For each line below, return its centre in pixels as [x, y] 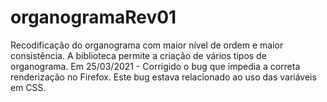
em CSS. [28, 87]
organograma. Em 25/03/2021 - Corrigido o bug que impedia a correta [155, 66]
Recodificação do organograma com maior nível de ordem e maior [147, 45]
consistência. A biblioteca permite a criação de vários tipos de [138, 55]
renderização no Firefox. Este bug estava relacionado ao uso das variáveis [163, 77]
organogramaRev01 [93, 17]
